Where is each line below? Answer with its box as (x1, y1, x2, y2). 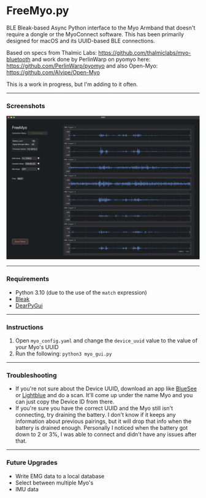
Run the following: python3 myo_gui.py (15, 350, 112, 357)
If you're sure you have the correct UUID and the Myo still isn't (15, 405, 174, 412)
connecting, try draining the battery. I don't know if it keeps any (15, 411, 176, 419)
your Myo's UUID (15, 343, 59, 350)
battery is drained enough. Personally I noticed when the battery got (15, 424, 188, 432)
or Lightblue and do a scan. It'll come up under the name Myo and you (15, 392, 193, 399)
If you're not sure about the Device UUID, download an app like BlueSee (15, 385, 197, 392)
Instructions (6, 323, 44, 331)
